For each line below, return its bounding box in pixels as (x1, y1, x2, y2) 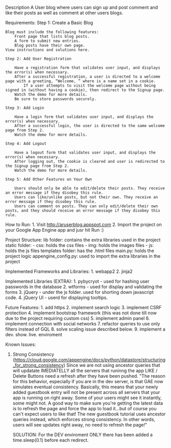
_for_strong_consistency (12, 362, 64, 368)
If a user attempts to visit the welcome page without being (23, 83, 156, 88)
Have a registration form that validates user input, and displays (14, 65, 160, 70)
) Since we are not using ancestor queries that (63, 362, 160, 368)
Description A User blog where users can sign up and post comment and (5, 5, 158, 10)
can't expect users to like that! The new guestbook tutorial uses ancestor (12, 411, 166, 417)
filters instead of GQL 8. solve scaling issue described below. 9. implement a (5, 326, 165, 332)
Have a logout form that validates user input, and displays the (14, 150, 156, 155)
